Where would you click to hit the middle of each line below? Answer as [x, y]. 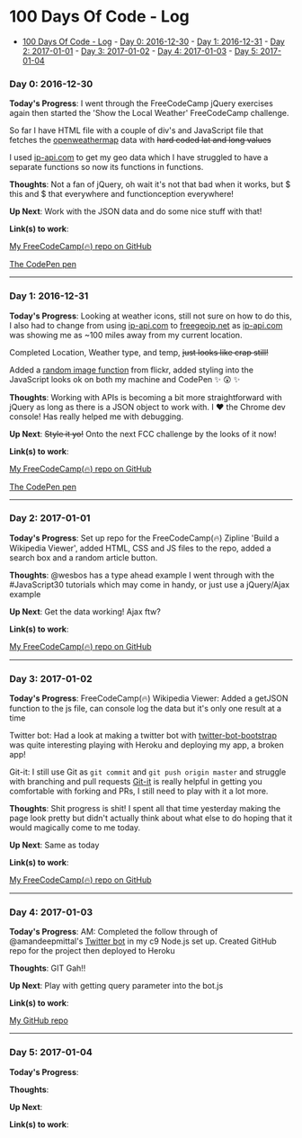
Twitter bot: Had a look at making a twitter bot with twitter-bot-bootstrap [143, 736]
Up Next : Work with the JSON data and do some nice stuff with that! [136, 211]
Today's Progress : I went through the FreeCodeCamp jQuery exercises [142, 103]
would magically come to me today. [75, 828]
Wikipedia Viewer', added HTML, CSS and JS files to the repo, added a [140, 548]
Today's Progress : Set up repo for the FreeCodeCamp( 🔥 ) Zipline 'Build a [144, 538]
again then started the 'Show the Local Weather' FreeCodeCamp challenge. [149, 113]
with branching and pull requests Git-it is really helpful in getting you [136, 782]
